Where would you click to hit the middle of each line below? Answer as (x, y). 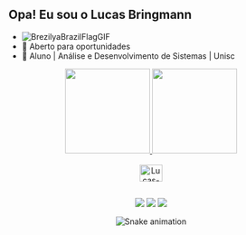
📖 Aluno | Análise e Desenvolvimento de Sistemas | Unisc (128, 56)
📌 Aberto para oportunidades (76, 46)
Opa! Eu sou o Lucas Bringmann (100, 15)
